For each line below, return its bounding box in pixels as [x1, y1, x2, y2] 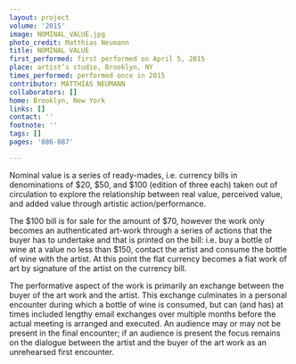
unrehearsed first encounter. [9, 346, 114, 357]
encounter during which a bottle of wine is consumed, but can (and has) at [9, 299, 284, 310]
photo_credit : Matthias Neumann [9, 37, 129, 47]
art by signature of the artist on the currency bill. [9, 262, 187, 273]
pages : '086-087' [9, 137, 74, 146]
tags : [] [9, 129, 42, 138]
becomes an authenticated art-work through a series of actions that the [9, 225, 272, 236]
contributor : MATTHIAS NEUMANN [9, 79, 126, 88]
